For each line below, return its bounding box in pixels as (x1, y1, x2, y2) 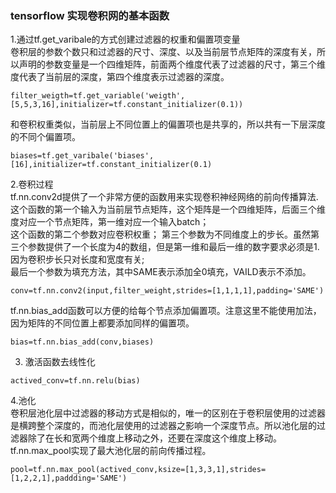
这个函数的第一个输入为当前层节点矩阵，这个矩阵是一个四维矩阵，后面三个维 (10, 203, 326, 216)
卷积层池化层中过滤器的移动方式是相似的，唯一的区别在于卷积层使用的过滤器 (10, 407, 326, 419)
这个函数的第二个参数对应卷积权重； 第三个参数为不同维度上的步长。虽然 (10, 228, 311, 241)
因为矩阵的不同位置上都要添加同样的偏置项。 (10, 317, 195, 329)
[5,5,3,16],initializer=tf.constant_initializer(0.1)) (10, 100, 244, 110)
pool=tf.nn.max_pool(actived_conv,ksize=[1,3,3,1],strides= (10, 465, 267, 475)
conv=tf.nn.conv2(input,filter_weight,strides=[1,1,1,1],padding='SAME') (10, 286, 325, 296)
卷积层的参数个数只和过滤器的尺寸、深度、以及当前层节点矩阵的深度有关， (10, 46, 317, 58)
